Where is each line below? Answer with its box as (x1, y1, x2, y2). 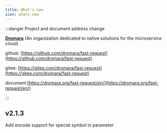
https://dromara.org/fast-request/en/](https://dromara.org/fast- (28, 80, 159, 86)
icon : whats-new (5, 12, 39, 17)
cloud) (5, 40, 18, 46)
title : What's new (5, 7, 43, 12)
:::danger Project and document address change (5, 25, 105, 31)
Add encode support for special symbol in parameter (5, 122, 114, 128)
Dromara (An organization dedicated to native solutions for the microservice (5, 35, 162, 41)
